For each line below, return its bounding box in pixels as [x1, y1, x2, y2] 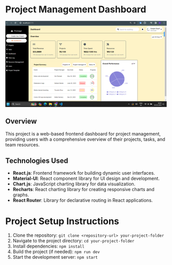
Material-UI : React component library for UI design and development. [12, 176, 160, 182]
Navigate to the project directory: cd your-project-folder [12, 238, 135, 244]
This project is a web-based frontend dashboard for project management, [5, 130, 161, 137]
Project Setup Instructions [5, 215, 119, 227]
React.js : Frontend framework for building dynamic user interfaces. [12, 170, 155, 176]
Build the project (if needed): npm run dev [12, 249, 100, 255]
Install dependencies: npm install [12, 243, 84, 250]
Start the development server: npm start [12, 254, 98, 260]
